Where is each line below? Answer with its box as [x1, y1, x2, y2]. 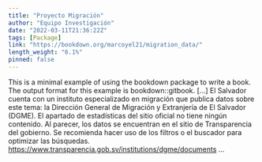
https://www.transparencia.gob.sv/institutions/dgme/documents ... [8, 144, 225, 154]
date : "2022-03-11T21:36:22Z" [8, 26, 108, 34]
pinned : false [8, 56, 55, 64]
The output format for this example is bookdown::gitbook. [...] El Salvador [8, 85, 247, 95]
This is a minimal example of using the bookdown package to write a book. [8, 77, 251, 87]
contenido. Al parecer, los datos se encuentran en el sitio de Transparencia [8, 119, 253, 129]
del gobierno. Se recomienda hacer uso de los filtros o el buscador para [8, 127, 242, 137]
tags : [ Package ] [8, 33, 62, 42]
